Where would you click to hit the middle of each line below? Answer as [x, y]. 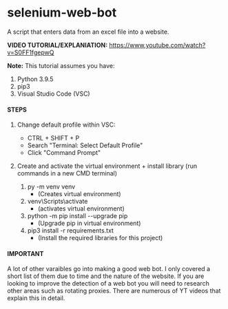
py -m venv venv [51, 187]
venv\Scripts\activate [58, 202]
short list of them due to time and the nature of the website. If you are [106, 276]
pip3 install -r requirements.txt [70, 231]
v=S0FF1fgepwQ [31, 52]
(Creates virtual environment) [80, 194]
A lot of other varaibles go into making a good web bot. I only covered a [109, 269]
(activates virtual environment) [81, 209]
